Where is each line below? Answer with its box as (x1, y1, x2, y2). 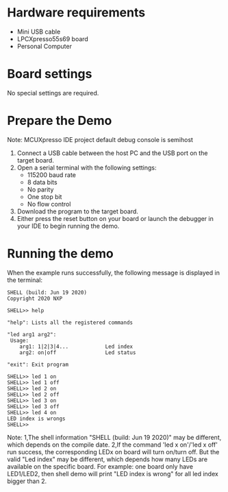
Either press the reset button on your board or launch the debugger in (16, 214, 214, 222)
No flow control (27, 200, 71, 208)
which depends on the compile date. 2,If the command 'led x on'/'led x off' (7, 441, 218, 449)
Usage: (10, 337, 29, 344)
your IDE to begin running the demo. (16, 222, 120, 230)
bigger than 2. (7, 477, 47, 485)
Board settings (7, 67, 92, 82)
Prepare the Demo (7, 113, 112, 128)
